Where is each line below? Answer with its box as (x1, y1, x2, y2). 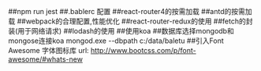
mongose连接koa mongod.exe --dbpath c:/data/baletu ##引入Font (8, 36, 225, 45)
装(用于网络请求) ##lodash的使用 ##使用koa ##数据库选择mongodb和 (8, 27, 234, 35)
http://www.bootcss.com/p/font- (90, 46, 196, 55)
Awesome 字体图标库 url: (8, 46, 89, 55)
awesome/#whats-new (8, 55, 83, 64)
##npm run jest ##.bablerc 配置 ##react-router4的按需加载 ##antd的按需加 (8, 7, 252, 16)
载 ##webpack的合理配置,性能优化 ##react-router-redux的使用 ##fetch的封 (8, 16, 253, 26)
